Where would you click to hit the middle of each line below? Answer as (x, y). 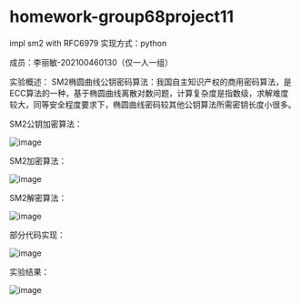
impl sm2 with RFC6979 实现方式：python (88, 43)
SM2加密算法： (38, 160)
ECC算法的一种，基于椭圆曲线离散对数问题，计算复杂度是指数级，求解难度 (149, 93)
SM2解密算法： (38, 198)
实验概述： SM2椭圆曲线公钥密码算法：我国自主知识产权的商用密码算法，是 (151, 81)
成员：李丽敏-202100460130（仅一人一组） (91, 62)
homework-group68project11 (122, 17)
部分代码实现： (37, 235)
